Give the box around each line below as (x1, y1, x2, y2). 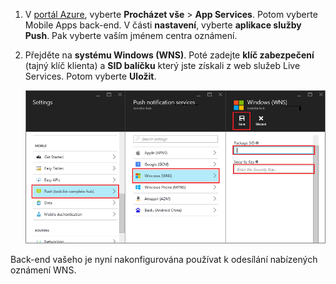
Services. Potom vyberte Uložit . (24, 70, 157, 82)
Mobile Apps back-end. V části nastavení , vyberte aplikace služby (24, 19, 302, 31)
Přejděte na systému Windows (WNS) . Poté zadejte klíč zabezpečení (24, 49, 315, 61)
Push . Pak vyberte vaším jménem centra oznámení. (24, 30, 238, 41)
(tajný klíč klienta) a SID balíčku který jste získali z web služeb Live (24, 60, 301, 71)
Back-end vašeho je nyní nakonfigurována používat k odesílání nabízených (10, 254, 318, 266)
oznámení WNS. (10, 264, 77, 276)
